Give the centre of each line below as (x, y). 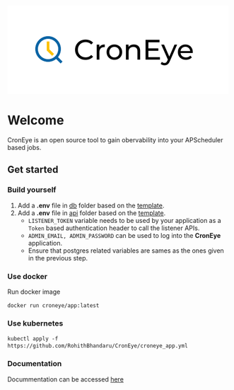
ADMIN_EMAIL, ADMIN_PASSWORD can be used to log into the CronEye (124, 235)
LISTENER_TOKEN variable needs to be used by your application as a (124, 220)
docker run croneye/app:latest (53, 305)
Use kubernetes (35, 323)
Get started (33, 170)
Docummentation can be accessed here (65, 379)
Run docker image (34, 292)
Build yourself (32, 190)
